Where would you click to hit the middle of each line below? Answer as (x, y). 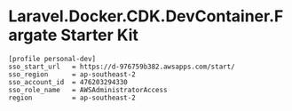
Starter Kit (100, 35)
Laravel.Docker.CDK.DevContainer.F (146, 16)
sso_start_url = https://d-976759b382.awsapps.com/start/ (122, 67)
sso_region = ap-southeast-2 (72, 74)
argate (33, 35)
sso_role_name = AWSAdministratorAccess (88, 90)
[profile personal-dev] (52, 59)
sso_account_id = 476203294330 (68, 82)
